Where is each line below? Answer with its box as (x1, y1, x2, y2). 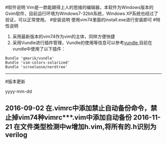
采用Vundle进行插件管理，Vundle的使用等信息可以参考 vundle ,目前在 (12, 40, 153, 46)
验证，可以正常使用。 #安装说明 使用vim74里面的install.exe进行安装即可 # (5, 17, 156, 22)
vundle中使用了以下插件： (12, 46, 66, 52)
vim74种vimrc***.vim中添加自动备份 (18, 113, 132, 122)
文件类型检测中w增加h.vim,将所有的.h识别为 (20, 123, 157, 131)
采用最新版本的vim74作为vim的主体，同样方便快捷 (12, 34, 115, 39)
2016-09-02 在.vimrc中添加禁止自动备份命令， (5, 104, 151, 113)
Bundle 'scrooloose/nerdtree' (5, 65, 68, 70)
